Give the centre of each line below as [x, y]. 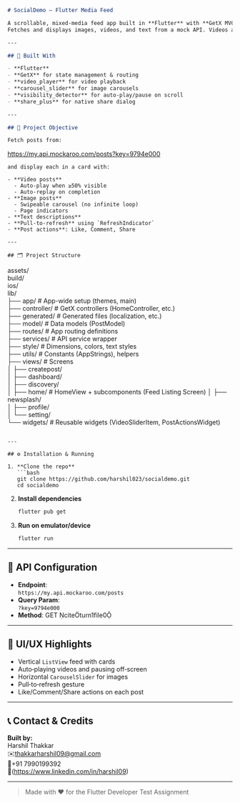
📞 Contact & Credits [51, 721]
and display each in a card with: [59, 167]
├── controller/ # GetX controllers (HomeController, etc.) [91, 309]
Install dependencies [50, 499]
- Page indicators [41, 211]
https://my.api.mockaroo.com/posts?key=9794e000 [84, 154]
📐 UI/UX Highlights [50, 644]
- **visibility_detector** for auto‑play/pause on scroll [95, 95]
